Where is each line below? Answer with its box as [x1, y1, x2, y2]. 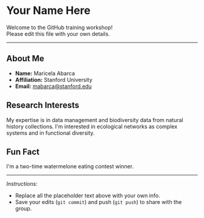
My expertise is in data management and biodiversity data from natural [6, 116, 183, 123]
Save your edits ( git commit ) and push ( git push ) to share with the [15, 199, 182, 206]
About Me [6, 53, 44, 64]
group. [15, 205, 32, 213]
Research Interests [6, 100, 80, 111]
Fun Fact [6, 146, 39, 157]
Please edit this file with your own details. [6, 30, 110, 37]
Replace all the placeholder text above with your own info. [15, 192, 160, 199]
